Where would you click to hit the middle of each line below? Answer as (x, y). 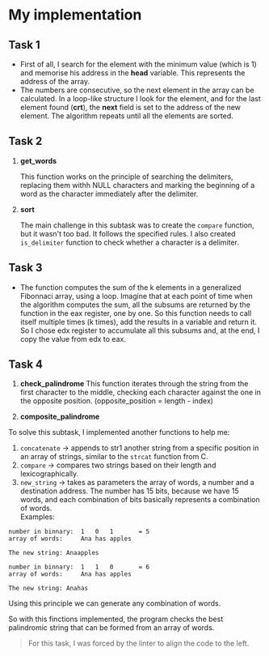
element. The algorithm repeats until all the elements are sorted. (127, 116)
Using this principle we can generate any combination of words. (115, 603)
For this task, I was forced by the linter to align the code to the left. (139, 643)
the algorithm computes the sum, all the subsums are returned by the (135, 305)
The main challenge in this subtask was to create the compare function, (137, 225)
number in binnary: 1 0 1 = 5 (79, 532)
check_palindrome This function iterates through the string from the (134, 384)
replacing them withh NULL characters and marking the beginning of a (137, 185)
